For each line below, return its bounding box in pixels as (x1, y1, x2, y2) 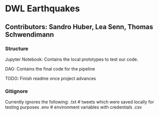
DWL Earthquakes (5, 3, 80, 14)
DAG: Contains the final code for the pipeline (5, 66, 95, 72)
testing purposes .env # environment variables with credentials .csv (5, 104, 142, 110)
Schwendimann (5, 30, 54, 38)
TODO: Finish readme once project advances (5, 75, 96, 81)
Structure (5, 45, 28, 52)
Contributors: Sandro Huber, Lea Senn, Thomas (5, 23, 154, 31)
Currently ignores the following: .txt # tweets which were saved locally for (5, 99, 155, 105)
